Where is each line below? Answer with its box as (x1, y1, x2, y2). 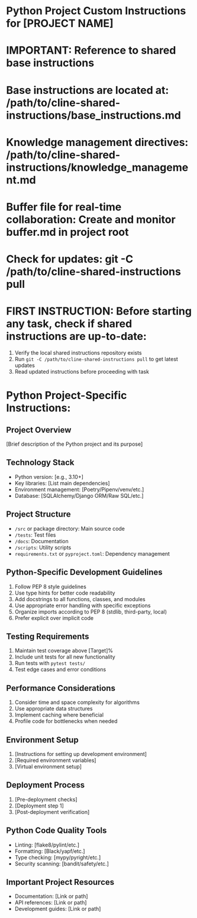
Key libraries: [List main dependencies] (14, 479, 110, 486)
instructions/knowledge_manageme (6, 161, 189, 174)
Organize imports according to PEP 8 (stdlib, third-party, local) (14, 608, 167, 615)
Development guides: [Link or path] (14, 906, 101, 913)
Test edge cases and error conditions (14, 666, 106, 673)
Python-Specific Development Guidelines (6, 567, 163, 578)
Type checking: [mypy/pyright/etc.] (14, 854, 101, 861)
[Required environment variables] (14, 757, 96, 764)
